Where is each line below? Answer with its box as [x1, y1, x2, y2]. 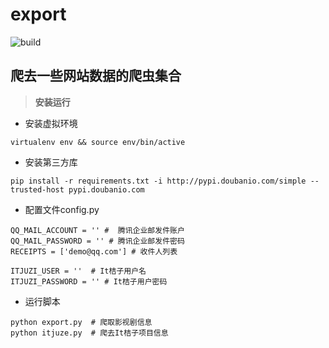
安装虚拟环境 [24, 117, 78, 129]
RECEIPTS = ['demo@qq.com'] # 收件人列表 [10, 246, 178, 257]
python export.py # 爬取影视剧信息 [10, 317, 153, 327]
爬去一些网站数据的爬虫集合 [10, 68, 182, 85]
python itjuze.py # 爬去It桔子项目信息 [10, 328, 169, 338]
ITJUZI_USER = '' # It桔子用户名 [10, 266, 147, 276]
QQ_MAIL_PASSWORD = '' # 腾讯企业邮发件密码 [10, 236, 185, 246]
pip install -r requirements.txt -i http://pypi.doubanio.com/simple [10, 176, 307, 186]
